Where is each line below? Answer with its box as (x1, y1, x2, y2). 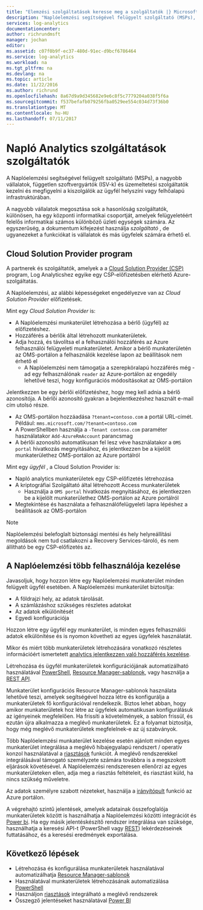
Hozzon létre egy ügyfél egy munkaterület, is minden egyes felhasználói (6, 626, 186, 633)
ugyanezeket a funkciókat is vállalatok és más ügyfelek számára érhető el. (6, 231, 192, 239)
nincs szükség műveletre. (6, 775, 71, 783)
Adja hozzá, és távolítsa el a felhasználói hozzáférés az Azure (14, 338, 169, 345)
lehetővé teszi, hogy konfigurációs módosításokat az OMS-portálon (24, 377, 192, 384)
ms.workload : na (6, 59, 47, 65)
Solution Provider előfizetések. (6, 295, 83, 303)
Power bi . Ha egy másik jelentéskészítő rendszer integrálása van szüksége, (6, 818, 194, 825)
